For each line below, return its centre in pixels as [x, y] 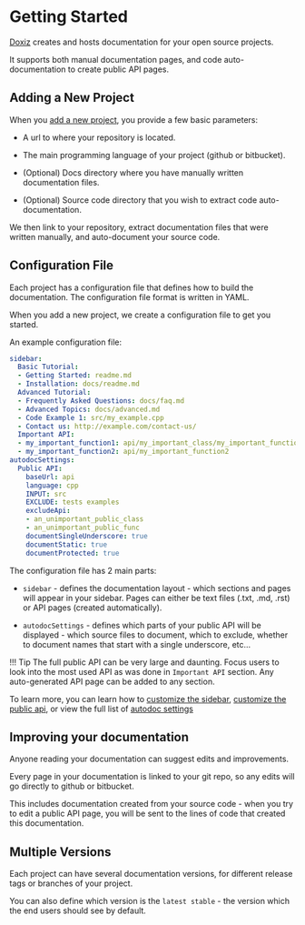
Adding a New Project [72, 98]
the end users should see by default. [78, 910]
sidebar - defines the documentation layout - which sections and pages [157, 588]
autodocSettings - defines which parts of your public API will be [142, 625]
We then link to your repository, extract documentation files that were [139, 227]
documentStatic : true [66, 544]
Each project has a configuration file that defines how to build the [132, 287]
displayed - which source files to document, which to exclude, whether [155, 635]
